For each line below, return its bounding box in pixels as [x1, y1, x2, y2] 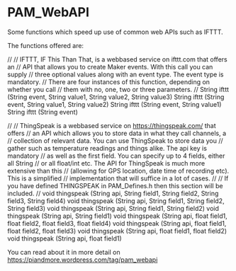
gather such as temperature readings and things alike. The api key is [7, 144, 208, 152]
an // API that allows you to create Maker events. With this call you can [7, 62, 213, 71]
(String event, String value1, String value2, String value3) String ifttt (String [7, 93, 225, 101]
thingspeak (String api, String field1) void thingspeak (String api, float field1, [7, 212, 228, 220]
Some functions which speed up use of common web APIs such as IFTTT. [7, 28, 223, 36]
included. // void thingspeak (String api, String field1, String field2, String [7, 189, 219, 197]
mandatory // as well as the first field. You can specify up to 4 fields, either [7, 151, 225, 160]
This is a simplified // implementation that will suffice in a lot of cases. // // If [7, 174, 229, 183]
